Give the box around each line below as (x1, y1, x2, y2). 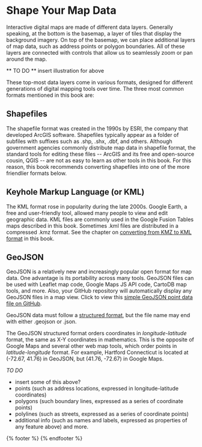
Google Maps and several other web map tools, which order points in (6, 342, 177, 350)
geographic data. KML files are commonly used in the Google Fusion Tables (6, 216, 194, 223)
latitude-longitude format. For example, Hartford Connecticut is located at (6, 349, 189, 356)
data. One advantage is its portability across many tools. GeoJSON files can (6, 275, 194, 282)
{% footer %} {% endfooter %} (6, 435, 83, 442)
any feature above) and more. (14, 423, 89, 430)
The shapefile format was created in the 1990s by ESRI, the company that (6, 124, 188, 132)
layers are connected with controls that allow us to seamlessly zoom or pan (6, 49, 193, 56)
